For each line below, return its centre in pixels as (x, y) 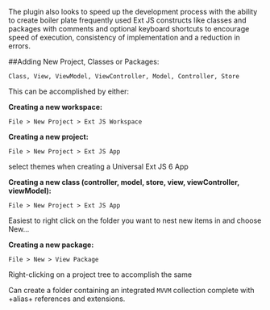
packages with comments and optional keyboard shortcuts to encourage (129, 29)
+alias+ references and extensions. (67, 299)
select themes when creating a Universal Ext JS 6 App (99, 166)
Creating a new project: (48, 137)
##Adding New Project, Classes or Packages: (84, 61)
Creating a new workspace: (56, 107)
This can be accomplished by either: (69, 91)
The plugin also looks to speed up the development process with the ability (133, 12)
